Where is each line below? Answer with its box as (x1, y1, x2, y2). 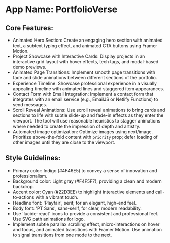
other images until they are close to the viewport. (12, 139, 116, 145)
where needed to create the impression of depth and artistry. (12, 123, 141, 129)
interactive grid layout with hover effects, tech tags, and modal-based (12, 59, 159, 64)
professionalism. (12, 173, 47, 179)
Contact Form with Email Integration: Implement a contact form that (12, 91, 154, 97)
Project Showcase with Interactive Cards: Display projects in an (12, 53, 145, 59)
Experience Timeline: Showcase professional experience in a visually (12, 80, 157, 86)
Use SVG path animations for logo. (12, 216, 85, 222)
